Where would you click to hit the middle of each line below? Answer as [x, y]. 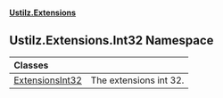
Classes [31, 65]
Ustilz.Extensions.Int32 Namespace [111, 40]
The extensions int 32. [137, 80]
